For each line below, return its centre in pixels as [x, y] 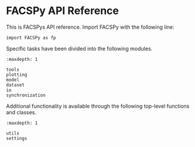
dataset [16, 85]
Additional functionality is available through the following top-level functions [98, 106]
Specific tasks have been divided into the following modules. [79, 49]
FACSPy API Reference [62, 11]
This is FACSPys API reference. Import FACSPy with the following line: [90, 27]
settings [17, 138]
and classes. [21, 112]
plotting [17, 74]
